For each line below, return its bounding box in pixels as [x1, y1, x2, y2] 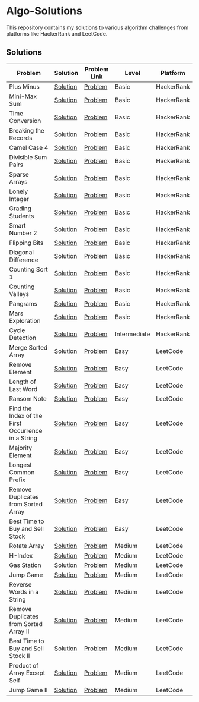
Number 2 [9, 229, 37, 237]
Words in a [9, 587, 39, 596]
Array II [9, 627, 30, 635]
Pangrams [9, 299, 37, 307]
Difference [9, 256, 38, 264]
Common [9, 468, 35, 476]
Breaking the [9, 126, 44, 134]
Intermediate [114, 330, 150, 338]
